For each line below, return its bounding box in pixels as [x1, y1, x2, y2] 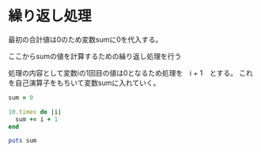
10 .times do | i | [8, 108, 62, 116]
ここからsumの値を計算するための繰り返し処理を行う [8, 51, 182, 61]
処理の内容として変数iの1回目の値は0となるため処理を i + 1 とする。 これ [8, 68, 253, 77]
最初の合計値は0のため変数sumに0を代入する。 [8, 35, 163, 44]
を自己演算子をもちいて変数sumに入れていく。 [8, 78, 161, 87]
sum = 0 [8, 94, 34, 102]
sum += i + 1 [15, 115, 59, 123]
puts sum [8, 137, 37, 145]
